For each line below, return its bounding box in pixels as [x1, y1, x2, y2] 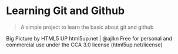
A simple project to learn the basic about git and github [20, 23, 154, 31]
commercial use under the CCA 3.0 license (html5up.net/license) [6, 41, 163, 48]
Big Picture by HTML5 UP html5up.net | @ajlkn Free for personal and [6, 35, 172, 42]
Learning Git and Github [6, 4, 125, 18]
